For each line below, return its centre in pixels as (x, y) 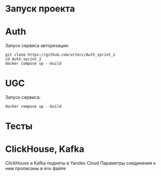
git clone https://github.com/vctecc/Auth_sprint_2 (60, 55)
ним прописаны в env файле (36, 168)
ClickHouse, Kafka (45, 149)
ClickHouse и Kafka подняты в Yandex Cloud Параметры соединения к (80, 163)
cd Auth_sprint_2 (23, 59)
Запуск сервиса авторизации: (37, 46)
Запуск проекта (40, 9)
